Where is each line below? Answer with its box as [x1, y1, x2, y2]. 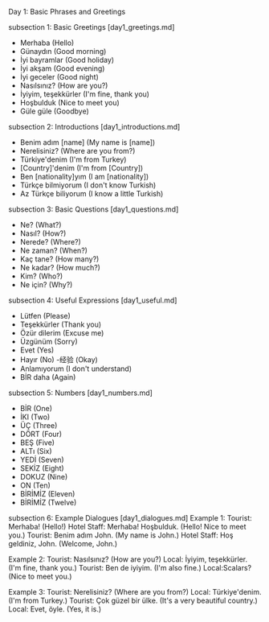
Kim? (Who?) [19, 271, 63, 281]
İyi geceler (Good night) [19, 72, 99, 81]
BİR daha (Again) [19, 373, 76, 381]
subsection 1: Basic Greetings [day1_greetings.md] [8, 23, 175, 31]
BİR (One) [19, 404, 53, 413]
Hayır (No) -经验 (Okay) [19, 355, 98, 365]
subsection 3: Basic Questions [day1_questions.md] [8, 204, 179, 214]
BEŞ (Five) [19, 438, 55, 447]
